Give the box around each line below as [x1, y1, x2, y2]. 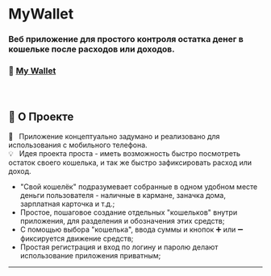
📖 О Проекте [8, 110, 74, 124]
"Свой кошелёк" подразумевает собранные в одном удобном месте [19, 182, 258, 192]
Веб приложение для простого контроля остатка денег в [8, 34, 244, 45]
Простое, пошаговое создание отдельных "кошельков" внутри [19, 207, 238, 217]
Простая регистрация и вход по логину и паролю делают [19, 242, 219, 252]
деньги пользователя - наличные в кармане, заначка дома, [19, 190, 226, 200]
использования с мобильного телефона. [8, 140, 148, 150]
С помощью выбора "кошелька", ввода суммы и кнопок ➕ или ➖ [19, 225, 244, 234]
